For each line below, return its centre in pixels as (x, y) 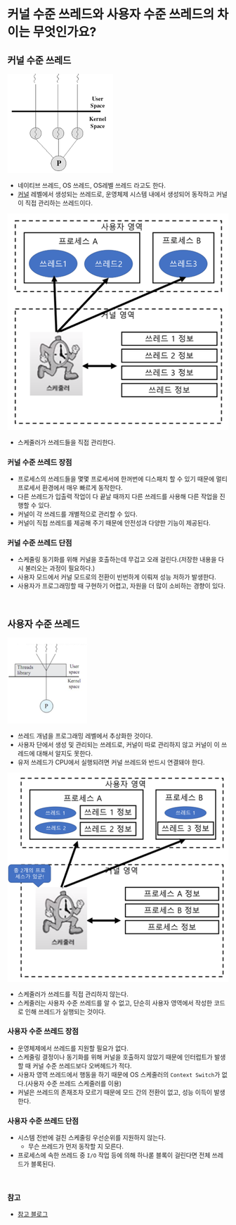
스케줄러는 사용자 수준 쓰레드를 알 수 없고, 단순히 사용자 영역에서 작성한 (115, 1003)
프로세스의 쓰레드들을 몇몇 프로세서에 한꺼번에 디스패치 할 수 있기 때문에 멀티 (123, 479)
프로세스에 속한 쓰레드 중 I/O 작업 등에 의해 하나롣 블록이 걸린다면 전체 (114, 1155)
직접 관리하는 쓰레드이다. (59, 203)
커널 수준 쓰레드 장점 (40, 462)
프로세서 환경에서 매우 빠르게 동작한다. (70, 487)
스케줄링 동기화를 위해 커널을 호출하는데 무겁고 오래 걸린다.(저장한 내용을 (117, 560)
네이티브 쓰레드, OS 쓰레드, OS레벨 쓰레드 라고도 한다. (92, 185)
